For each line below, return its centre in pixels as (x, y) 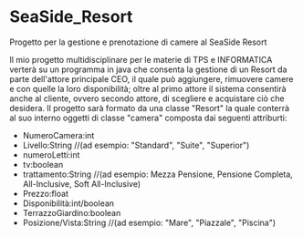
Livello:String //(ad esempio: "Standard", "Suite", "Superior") (136, 145)
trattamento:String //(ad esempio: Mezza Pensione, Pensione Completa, (158, 174)
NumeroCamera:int (58, 135)
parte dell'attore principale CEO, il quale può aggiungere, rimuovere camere (151, 78)
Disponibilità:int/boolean (68, 203)
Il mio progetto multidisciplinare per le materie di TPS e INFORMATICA (141, 59)
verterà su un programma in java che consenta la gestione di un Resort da (148, 69)
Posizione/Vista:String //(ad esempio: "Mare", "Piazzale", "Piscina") (149, 222)
